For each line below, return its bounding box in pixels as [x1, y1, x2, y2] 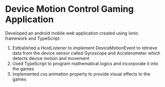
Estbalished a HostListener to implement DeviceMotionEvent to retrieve [12, 45, 158, 51]
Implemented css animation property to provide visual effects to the [12, 71, 151, 77]
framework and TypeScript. [5, 35, 61, 41]
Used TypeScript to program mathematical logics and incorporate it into [12, 60, 159, 66]
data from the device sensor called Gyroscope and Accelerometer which [12, 50, 161, 56]
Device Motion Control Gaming [5, 3, 134, 15]
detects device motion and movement [12, 55, 90, 61]
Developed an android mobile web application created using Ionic [5, 30, 139, 36]
